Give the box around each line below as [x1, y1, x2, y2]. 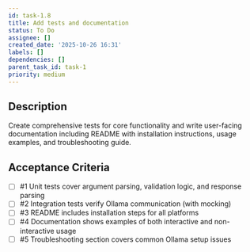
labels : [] [8, 48, 44, 56]
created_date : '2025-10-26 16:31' [8, 41, 123, 49]
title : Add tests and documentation [8, 19, 129, 27]
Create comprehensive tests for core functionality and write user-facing [8, 120, 243, 131]
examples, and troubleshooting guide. [8, 138, 132, 147]
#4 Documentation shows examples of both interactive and [19, 217, 213, 227]
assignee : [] [8, 33, 51, 42]
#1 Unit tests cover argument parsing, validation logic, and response [19, 181, 242, 191]
